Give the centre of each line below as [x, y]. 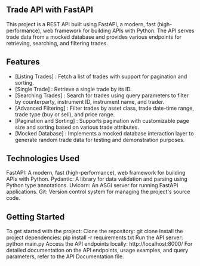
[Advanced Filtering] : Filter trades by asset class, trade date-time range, [104, 108]
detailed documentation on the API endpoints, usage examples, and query [97, 250]
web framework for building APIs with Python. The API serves [119, 30]
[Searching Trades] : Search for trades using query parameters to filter [102, 95]
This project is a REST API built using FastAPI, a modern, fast [81, 24]
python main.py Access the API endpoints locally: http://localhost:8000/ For [99, 244]
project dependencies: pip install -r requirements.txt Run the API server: [95, 237]
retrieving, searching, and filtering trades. [57, 43]
